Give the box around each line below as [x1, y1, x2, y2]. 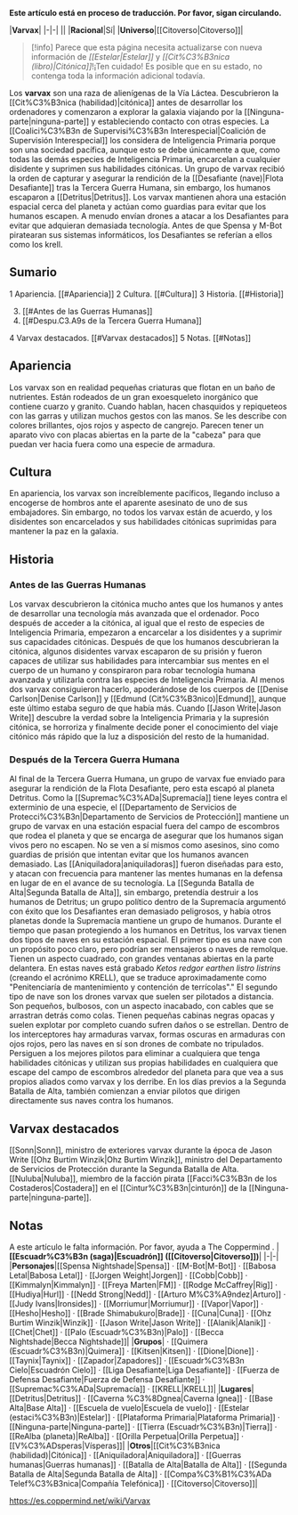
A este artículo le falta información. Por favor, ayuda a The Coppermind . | [9, 1242, 280, 1252]
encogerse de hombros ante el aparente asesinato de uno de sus [9, 498, 248, 509]
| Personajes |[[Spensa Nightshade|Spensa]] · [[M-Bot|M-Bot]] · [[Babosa [9, 1260, 277, 1272]
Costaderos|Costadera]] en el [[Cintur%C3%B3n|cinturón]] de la [9, 1183, 247, 1193]
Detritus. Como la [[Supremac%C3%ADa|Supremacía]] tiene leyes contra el [9, 793, 287, 803]
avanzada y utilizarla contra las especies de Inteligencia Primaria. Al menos [9, 674, 285, 685]
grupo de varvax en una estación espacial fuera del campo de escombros [9, 821, 280, 832]
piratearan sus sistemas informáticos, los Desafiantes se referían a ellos [9, 230, 273, 240]
